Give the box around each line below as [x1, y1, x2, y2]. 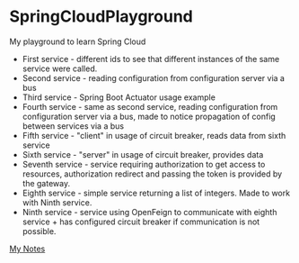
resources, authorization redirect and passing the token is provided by [22, 168, 283, 179]
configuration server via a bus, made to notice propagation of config [22, 111, 276, 122]
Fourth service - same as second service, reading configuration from [22, 101, 278, 112]
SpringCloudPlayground [9, 6, 193, 27]
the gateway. [22, 177, 70, 188]
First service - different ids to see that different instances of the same [22, 53, 280, 64]
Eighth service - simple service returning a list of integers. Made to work [22, 187, 290, 198]
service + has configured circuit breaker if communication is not [22, 216, 260, 227]
